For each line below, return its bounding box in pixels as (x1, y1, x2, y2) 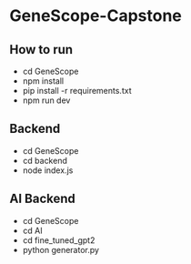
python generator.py (22, 244, 100, 255)
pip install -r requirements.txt (22, 86, 132, 96)
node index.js (22, 165, 74, 176)
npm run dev (22, 95, 71, 106)
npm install (22, 76, 65, 86)
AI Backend (9, 191, 75, 207)
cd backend (22, 155, 68, 166)
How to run (9, 42, 74, 57)
